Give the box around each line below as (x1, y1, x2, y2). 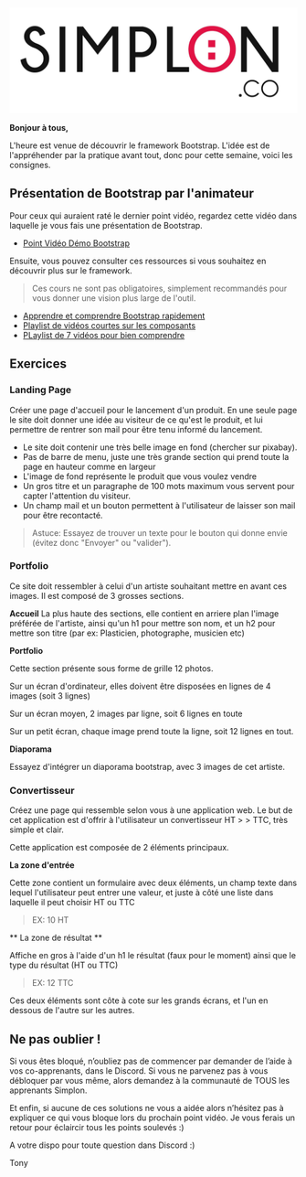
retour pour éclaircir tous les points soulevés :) (9, 1121, 185, 1132)
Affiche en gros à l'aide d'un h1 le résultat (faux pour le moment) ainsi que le (9, 950, 297, 961)
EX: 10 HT (31, 915, 69, 926)
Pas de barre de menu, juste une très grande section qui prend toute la (22, 451, 290, 462)
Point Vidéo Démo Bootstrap (22, 237, 131, 249)
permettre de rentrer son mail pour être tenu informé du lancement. (9, 423, 263, 434)
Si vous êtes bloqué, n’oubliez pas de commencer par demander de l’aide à (9, 1055, 292, 1066)
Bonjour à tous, (9, 123, 69, 134)
